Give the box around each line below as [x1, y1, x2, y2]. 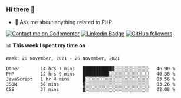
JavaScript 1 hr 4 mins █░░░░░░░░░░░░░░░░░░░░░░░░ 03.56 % [6, 76, 176, 82]
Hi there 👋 [6, 5, 35, 14]
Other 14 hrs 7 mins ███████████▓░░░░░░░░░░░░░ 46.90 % [6, 66, 176, 72]
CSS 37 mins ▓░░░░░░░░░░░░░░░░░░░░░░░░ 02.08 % [6, 87, 176, 93]
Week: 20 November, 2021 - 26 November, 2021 [6, 55, 120, 61]
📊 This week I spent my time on [6, 42, 86, 49]
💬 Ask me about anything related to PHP [14, 19, 113, 26]
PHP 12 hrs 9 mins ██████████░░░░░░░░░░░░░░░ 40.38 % [6, 71, 176, 77]
